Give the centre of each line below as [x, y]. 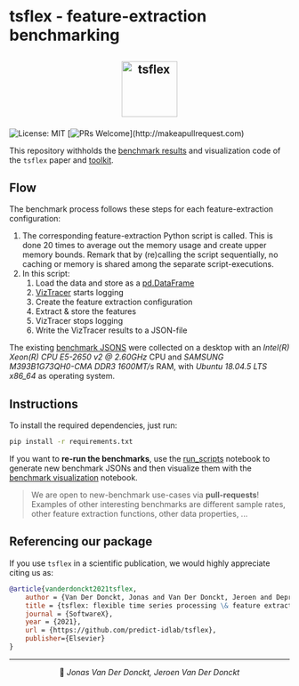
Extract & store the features [85, 311]
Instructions [44, 404]
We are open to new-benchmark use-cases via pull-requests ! [145, 495]
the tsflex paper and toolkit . [61, 160]
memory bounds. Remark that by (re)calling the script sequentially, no [150, 254]
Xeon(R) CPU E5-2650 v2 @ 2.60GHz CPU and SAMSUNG [117, 357]
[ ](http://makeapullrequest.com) [156, 133]
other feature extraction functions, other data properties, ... [139, 514]
